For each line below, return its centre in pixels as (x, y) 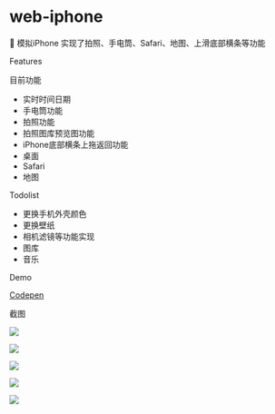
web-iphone (56, 17)
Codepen (27, 295)
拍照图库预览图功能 (59, 133)
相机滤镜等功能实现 (59, 236)
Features (26, 61)
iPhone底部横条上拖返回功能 (75, 144)
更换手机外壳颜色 (54, 213)
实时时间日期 (46, 99)
